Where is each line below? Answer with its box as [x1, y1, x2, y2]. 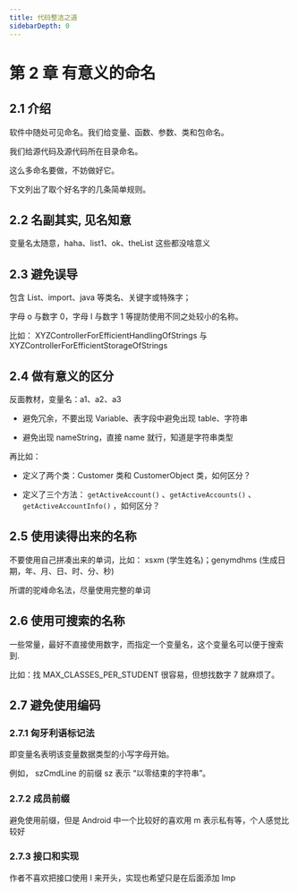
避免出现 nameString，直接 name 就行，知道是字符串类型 [21, 432, 234, 442]
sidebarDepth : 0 [9, 21, 70, 30]
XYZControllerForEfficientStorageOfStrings [9, 340, 168, 351]
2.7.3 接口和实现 [9, 850, 80, 862]
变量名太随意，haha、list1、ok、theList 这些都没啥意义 [9, 238, 211, 249]
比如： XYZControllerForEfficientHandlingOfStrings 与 [9, 330, 208, 341]
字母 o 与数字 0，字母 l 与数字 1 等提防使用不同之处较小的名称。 [9, 311, 243, 322]
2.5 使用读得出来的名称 [9, 529, 137, 545]
